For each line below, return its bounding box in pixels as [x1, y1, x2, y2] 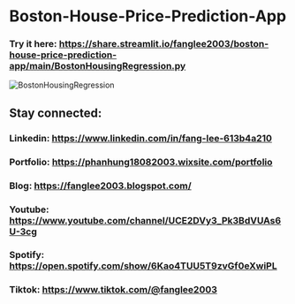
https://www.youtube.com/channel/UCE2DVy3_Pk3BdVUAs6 [9, 214, 282, 226]
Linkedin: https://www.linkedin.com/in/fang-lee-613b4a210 [9, 132, 272, 144]
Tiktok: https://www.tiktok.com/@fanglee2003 [9, 284, 218, 296]
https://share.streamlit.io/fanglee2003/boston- [58, 38, 269, 50]
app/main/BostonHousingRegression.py [9, 60, 186, 72]
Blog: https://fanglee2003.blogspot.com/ [9, 179, 192, 192]
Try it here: [9, 38, 57, 50]
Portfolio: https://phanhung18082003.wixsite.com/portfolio [9, 156, 273, 168]
